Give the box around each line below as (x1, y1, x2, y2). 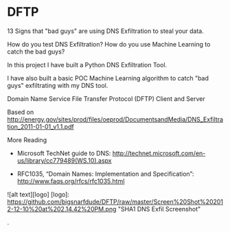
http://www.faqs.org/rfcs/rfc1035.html (16, 176, 125, 185)
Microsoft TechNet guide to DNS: (16, 149, 111, 157)
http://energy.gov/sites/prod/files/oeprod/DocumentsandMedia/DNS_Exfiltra (7, 115, 224, 124)
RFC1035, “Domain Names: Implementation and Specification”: (16, 170, 194, 178)
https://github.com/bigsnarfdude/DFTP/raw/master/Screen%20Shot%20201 (7, 197, 224, 206)
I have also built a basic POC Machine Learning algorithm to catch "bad (7, 73, 209, 82)
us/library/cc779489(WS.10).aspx (16, 156, 112, 165)
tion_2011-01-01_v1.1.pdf (7, 122, 74, 130)
